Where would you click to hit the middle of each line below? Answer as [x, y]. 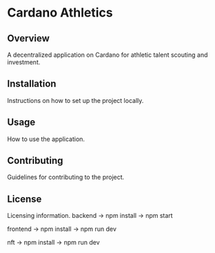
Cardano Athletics [60, 13]
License [24, 199]
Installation [32, 84]
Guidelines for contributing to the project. [66, 177]
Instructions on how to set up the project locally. [75, 100]
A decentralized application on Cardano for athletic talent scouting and [107, 55]
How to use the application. [46, 139]
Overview [29, 38]
